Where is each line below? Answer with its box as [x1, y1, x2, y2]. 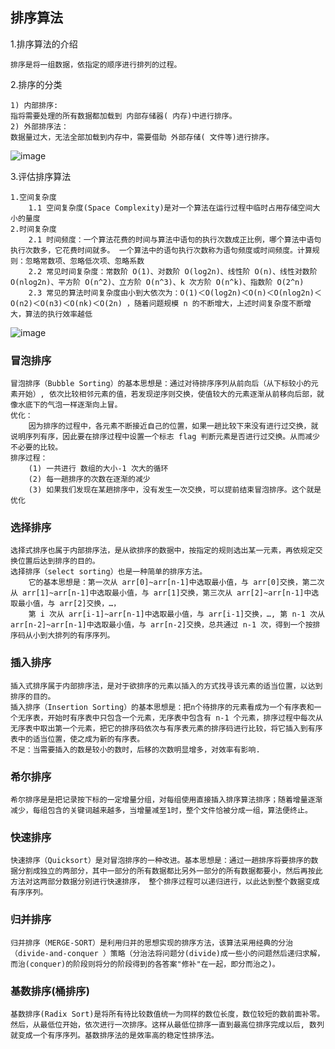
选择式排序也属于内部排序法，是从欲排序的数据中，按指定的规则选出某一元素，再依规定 [10, 546, 316, 556]
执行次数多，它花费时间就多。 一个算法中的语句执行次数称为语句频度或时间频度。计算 [10, 245, 313, 255]
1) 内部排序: [10, 100, 59, 110]
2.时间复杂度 [10, 224, 57, 234]
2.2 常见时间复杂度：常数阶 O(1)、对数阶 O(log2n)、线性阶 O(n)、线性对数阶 [28, 266, 318, 277]
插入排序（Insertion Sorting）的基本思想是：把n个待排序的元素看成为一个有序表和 [10, 702, 315, 712]
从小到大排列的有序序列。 [24, 631, 115, 641]
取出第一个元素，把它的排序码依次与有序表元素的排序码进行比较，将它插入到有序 [39, 723, 323, 733]
